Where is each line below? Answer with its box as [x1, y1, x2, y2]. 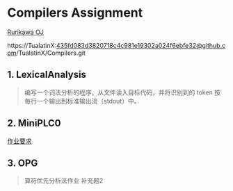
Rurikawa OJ [7, 28, 44, 36]
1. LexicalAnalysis [7, 69, 87, 81]
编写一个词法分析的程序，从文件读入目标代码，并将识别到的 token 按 [24, 88, 221, 97]
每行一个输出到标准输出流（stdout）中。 [24, 97, 140, 105]
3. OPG [7, 157, 38, 169]
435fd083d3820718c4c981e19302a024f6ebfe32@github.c [56, 41, 226, 49]
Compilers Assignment [7, 5, 143, 21]
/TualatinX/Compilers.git [16, 49, 86, 57]
